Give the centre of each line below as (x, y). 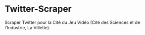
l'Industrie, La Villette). (27, 27)
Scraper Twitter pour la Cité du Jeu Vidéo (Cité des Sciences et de (72, 22)
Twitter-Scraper (38, 9)
